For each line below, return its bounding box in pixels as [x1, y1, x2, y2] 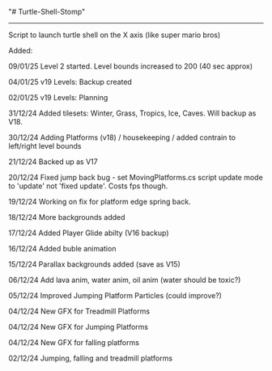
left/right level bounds [8, 141, 82, 150]
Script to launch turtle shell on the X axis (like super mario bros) [8, 30, 221, 40]
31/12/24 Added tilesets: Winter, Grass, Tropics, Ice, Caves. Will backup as [8, 108, 257, 118]
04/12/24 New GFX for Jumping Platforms [8, 323, 148, 331]
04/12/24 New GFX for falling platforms [8, 338, 140, 347]
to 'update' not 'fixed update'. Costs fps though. [8, 181, 168, 191]
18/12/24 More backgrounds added [8, 213, 125, 221]
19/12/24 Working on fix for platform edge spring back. [8, 197, 192, 206]
